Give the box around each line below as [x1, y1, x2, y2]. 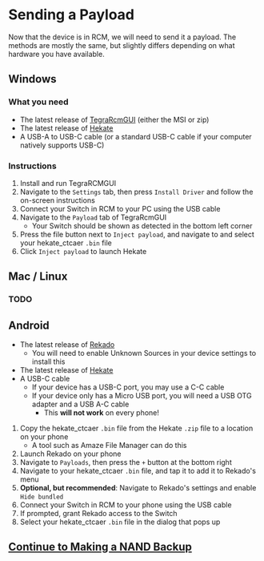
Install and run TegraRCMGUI [19, 178, 117, 188]
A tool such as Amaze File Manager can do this [31, 441, 187, 450]
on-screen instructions [19, 195, 96, 205]
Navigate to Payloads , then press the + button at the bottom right [19, 458, 232, 467]
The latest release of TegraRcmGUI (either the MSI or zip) [19, 115, 210, 124]
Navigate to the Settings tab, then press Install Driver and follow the [19, 187, 254, 196]
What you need [8, 96, 70, 107]
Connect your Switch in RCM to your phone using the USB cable [19, 500, 232, 510]
